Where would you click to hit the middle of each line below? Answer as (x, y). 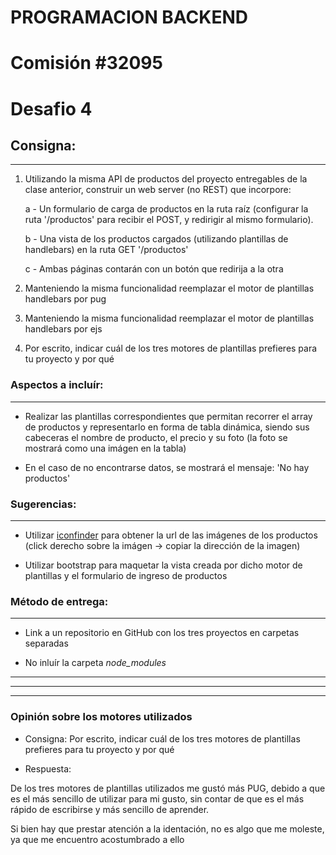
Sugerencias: (43, 504)
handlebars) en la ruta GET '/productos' (106, 250)
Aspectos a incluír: (57, 385)
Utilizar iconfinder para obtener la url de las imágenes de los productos (171, 535)
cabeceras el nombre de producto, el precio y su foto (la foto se (156, 437)
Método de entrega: (59, 601)
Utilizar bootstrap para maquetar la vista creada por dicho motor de (163, 565)
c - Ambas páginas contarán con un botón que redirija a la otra (154, 269)
